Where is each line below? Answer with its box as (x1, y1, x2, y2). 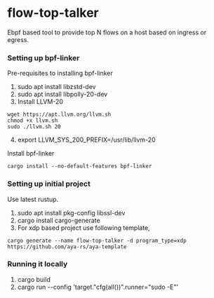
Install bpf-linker (7, 149, 55, 158)
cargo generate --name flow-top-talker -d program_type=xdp (7, 237, 187, 244)
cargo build (17, 275, 51, 283)
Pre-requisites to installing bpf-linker (7, 69, 114, 78)
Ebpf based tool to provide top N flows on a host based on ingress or (7, 28, 207, 36)
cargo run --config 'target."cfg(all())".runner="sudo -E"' (17, 283, 179, 291)
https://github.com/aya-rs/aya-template (7, 243, 128, 250)
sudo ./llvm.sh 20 (7, 123, 61, 130)
